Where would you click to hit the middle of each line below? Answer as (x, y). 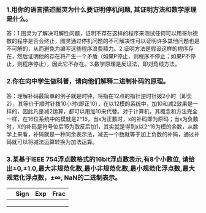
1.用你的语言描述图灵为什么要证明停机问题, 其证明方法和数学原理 (101, 9)
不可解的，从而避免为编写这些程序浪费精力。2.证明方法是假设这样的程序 (97, 49)
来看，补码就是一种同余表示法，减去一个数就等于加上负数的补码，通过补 (108, 134)
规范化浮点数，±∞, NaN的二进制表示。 (64, 177)
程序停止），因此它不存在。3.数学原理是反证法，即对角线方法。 (101, 64)
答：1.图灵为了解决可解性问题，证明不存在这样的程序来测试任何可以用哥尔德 (102, 33)
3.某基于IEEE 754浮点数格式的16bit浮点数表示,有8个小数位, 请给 (101, 159)
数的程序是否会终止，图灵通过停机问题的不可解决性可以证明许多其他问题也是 (103, 41)
